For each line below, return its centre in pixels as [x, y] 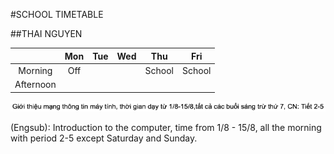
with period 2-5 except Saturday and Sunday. [104, 138]
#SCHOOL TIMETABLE [57, 14]
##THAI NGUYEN [46, 33]
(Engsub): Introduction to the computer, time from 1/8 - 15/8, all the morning [166, 128]
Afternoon [35, 84]
